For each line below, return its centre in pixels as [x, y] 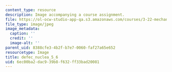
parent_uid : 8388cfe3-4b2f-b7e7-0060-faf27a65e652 [60, 48]
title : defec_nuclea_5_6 [32, 57]
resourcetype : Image [27, 52]
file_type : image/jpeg [29, 24]
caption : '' [23, 33]
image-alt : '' [25, 43]
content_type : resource [31, 10]
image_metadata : [23, 29]
